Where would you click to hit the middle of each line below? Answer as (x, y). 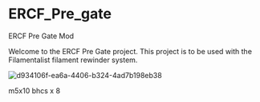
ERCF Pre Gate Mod (41, 36)
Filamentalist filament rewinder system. (73, 60)
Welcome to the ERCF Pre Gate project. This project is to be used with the (130, 51)
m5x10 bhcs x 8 (35, 90)
